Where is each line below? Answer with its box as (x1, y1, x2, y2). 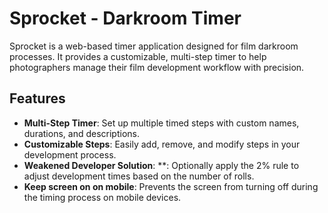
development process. (23, 148, 117, 161)
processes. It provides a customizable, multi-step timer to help (9, 50, 267, 62)
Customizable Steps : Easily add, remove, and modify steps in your (23, 138, 301, 150)
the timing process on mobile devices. (23, 191, 182, 203)
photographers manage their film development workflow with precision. (9, 61, 305, 73)
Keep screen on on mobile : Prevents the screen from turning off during (23, 180, 319, 192)
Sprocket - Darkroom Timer (9, 7, 242, 30)
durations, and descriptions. (23, 127, 140, 139)
